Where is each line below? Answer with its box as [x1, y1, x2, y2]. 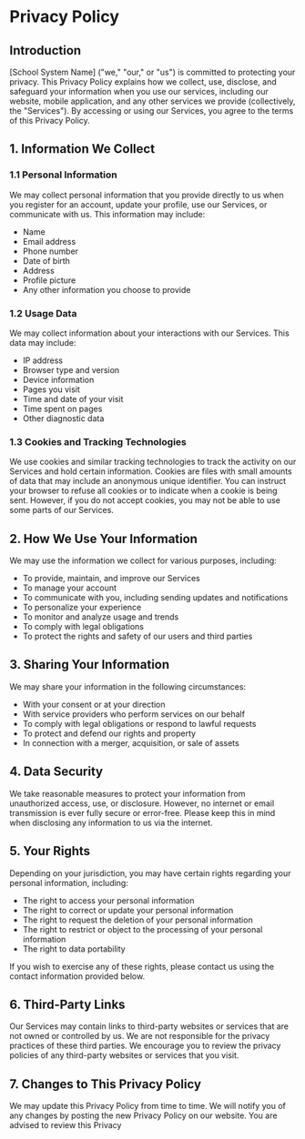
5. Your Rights [9, 843, 91, 859]
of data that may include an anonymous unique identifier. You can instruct [9, 476, 287, 487]
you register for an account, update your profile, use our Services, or [9, 198, 268, 210]
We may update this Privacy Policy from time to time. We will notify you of [9, 1101, 287, 1112]
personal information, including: [9, 877, 129, 888]
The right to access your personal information [22, 894, 195, 906]
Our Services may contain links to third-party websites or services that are [9, 1021, 290, 1032]
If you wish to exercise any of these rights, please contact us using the [9, 961, 275, 972]
